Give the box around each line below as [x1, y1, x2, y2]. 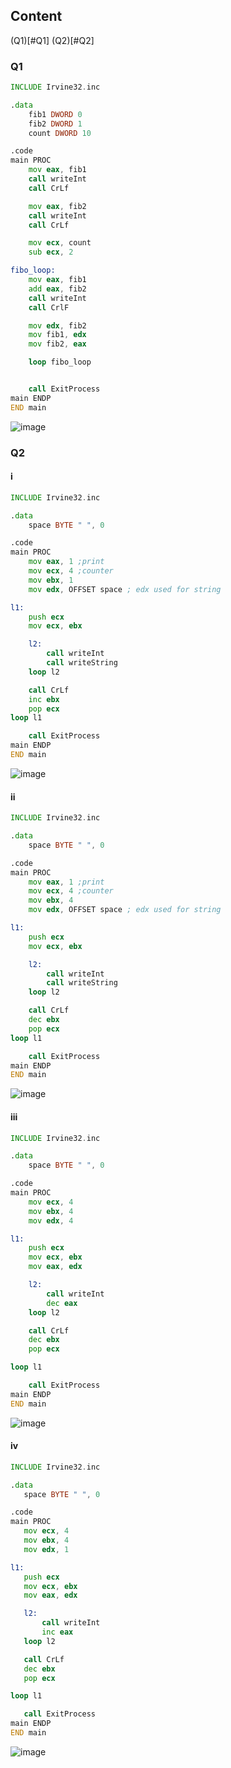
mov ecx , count [28, 238, 92, 248]
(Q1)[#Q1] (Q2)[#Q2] [10, 34, 95, 46]
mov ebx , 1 [28, 575, 74, 585]
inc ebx [28, 694, 60, 704]
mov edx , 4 [28, 1215, 74, 1226]
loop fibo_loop [28, 357, 92, 368]
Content [10, 8, 63, 25]
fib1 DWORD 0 [28, 109, 83, 119]
